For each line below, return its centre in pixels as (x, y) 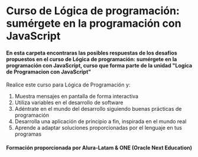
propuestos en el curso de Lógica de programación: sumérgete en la (92, 59)
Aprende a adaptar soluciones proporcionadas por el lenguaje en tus (98, 128)
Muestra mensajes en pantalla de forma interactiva (77, 97)
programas (28, 134)
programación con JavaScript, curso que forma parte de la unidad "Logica (99, 65)
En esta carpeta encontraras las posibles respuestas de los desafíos (92, 53)
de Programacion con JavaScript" (49, 72)
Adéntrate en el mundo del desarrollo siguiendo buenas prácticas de (98, 109)
